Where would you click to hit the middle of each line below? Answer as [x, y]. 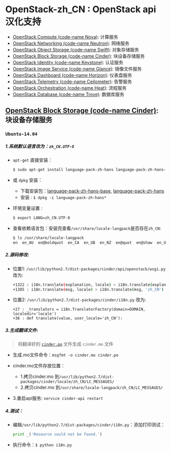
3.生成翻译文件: [22, 331]
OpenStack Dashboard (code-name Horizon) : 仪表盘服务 [72, 75]
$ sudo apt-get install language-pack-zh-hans [63, 170]
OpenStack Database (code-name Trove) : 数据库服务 [68, 94]
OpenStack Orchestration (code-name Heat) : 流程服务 [69, 88]
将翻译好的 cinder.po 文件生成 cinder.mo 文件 [66, 344]
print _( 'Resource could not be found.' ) [57, 435]
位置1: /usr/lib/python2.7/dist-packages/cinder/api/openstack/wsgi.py [89, 268]
